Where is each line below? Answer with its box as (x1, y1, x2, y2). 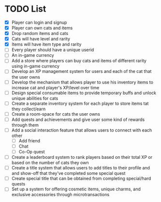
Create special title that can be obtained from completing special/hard (11, 176, 151, 182)
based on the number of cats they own (11, 160, 89, 166)
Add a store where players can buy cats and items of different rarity (11, 58, 147, 64)
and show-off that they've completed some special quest (11, 170, 126, 176)
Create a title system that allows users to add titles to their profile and (11, 165, 150, 171)
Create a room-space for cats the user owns (11, 111, 100, 117)
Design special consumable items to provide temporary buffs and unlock (11, 90, 157, 96)
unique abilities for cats (11, 95, 59, 101)
